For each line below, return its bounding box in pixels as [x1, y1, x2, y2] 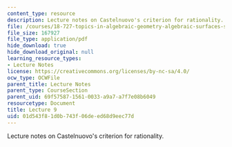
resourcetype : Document [7, 100, 76, 107]
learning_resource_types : [7, 55, 81, 62]
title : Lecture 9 [7, 106, 57, 113]
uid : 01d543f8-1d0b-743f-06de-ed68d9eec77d [7, 112, 135, 119]
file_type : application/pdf [7, 36, 88, 43]
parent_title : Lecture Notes [7, 81, 91, 88]
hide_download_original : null [7, 49, 95, 56]
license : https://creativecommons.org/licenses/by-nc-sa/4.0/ [7, 68, 190, 75]
